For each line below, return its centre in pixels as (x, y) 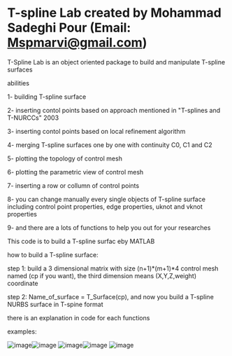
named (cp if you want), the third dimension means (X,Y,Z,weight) (102, 275)
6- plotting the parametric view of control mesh (75, 172)
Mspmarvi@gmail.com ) (77, 43)
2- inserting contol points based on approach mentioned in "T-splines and (114, 110)
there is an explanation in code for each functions (79, 317)
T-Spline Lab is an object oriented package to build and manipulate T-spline (116, 62)
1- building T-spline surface (47, 97)
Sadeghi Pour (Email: (69, 28)
